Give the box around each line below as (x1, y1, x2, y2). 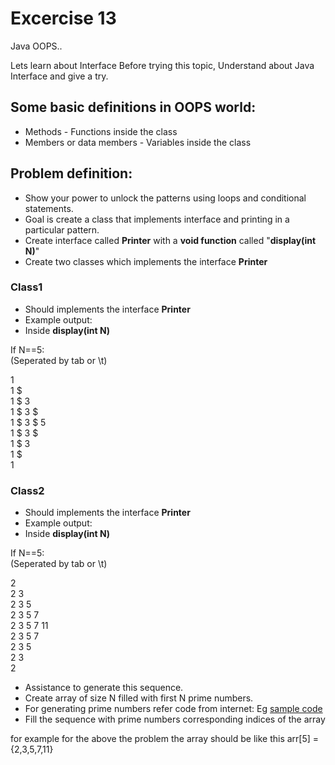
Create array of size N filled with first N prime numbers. (24, 692, 254, 704)
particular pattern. (24, 223, 100, 236)
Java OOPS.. (10, 40, 63, 52)
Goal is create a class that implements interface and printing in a (24, 213, 290, 225)
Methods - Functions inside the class (24, 125, 178, 137)
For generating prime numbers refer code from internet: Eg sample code (24, 703, 323, 715)
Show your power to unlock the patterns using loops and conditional (24, 192, 307, 204)
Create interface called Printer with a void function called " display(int (24, 234, 317, 246)
